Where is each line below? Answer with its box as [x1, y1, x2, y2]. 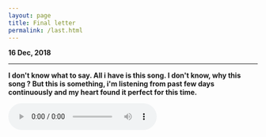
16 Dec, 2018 [8, 48, 51, 58]
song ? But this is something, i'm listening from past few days [8, 79, 215, 89]
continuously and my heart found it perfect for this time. [8, 88, 198, 97]
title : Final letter [8, 19, 77, 27]
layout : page [8, 11, 51, 20]
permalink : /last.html [8, 26, 83, 34]
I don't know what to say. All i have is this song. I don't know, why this [8, 70, 241, 80]
